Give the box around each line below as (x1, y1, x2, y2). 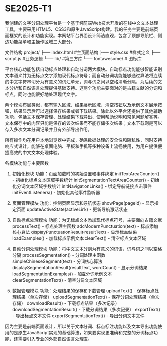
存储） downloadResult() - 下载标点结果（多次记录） (12, 300, 120, 306)
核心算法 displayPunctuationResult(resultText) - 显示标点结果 (12, 229, 137, 235)
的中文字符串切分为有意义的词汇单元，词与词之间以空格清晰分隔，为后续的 (5, 78, 158, 85)
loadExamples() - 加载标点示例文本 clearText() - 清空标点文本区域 (12, 235, 147, 241)
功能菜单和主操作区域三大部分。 (9, 38, 75, 45)
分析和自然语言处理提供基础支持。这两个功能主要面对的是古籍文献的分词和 (9, 85, 162, 91)
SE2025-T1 (5, 3, 52, 14)
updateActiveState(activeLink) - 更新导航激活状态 (26, 206, 128, 212)
